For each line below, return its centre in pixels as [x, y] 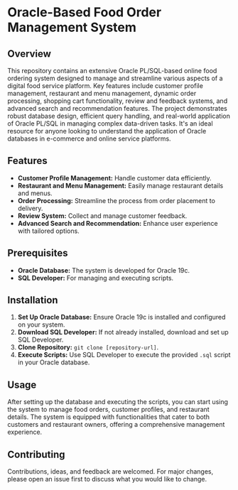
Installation [33, 300]
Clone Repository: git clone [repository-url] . [88, 347]
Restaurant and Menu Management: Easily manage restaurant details [120, 185]
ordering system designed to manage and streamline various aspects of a [115, 78]
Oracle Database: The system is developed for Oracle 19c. [104, 270]
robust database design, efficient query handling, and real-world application [119, 116]
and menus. [35, 193]
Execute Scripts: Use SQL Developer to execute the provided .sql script [124, 355]
